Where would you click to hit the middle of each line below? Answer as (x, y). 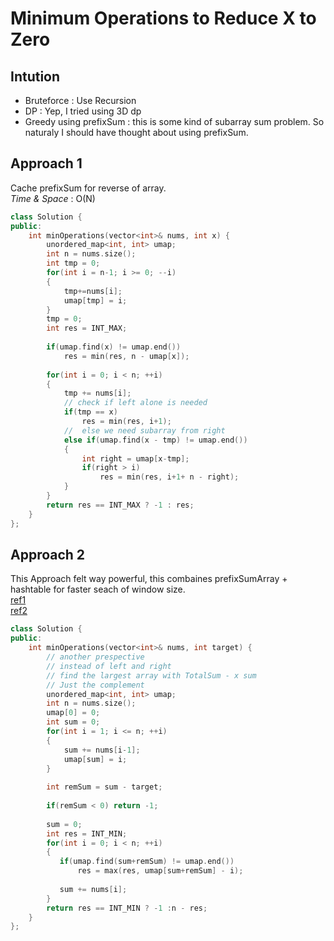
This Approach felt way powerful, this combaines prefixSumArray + (149, 579)
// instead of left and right (109, 666)
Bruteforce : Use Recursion (80, 100)
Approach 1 (46, 163)
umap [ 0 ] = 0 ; (73, 713)
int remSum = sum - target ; (104, 787)
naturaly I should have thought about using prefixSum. (136, 132)
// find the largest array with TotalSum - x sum (151, 675)
